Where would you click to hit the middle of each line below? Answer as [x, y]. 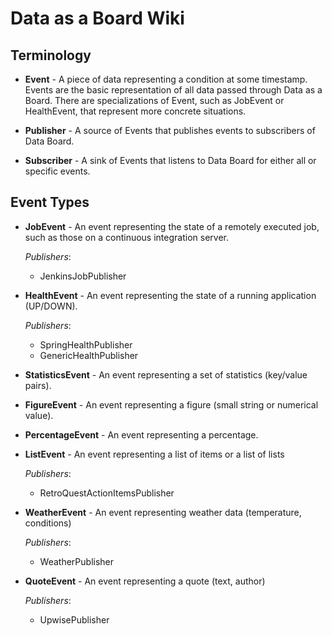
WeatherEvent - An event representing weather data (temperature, [163, 512]
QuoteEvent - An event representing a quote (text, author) [145, 581]
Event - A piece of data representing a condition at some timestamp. [166, 79]
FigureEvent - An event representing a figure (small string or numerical [171, 404]
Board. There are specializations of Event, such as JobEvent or [154, 100]
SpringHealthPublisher [86, 344]
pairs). [38, 385]
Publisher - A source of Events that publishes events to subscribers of [170, 130]
